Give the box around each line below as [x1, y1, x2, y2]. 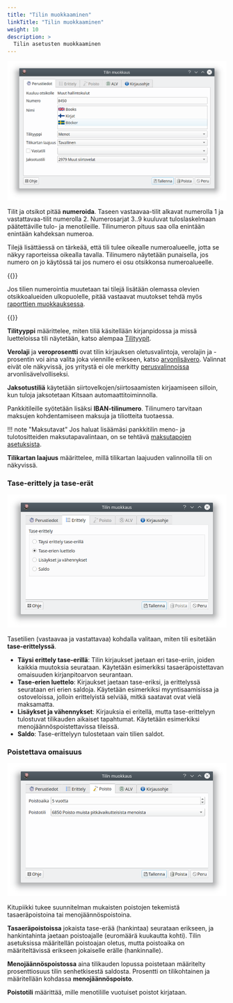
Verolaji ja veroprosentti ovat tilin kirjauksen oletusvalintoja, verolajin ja [7, 347, 212, 355]
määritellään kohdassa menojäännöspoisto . [7, 974, 134, 983]
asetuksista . [7, 440, 42, 448]
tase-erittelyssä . [7, 642, 57, 650]
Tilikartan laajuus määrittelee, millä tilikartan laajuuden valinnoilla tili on [7, 453, 212, 461]
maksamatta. [17, 700, 55, 708]
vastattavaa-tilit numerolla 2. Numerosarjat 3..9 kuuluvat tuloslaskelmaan [7, 215, 216, 223]
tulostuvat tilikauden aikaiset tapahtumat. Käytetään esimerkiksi [17, 714, 200, 723]
